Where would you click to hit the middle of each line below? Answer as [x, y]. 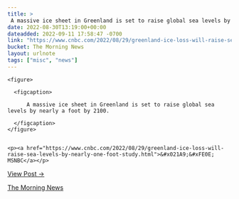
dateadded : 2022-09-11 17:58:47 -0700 [65, 34]
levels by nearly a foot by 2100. [59, 111]
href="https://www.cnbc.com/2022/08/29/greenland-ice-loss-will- [125, 148]
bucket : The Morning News [46, 47]
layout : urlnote [31, 54]
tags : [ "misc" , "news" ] [43, 60]
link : [15, 41]
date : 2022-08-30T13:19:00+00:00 [57, 27]
